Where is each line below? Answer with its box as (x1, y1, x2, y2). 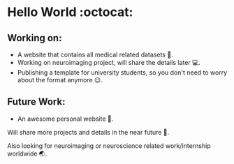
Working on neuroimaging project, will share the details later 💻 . (17, 59, 200, 66)
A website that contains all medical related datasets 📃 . (17, 50, 173, 59)
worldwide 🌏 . (7, 149, 47, 158)
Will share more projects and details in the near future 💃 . (7, 128, 170, 136)
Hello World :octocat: (7, 4, 133, 20)
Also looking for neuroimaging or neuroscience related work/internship (7, 141, 211, 150)
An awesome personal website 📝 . (17, 114, 114, 123)
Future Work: (7, 96, 66, 108)
